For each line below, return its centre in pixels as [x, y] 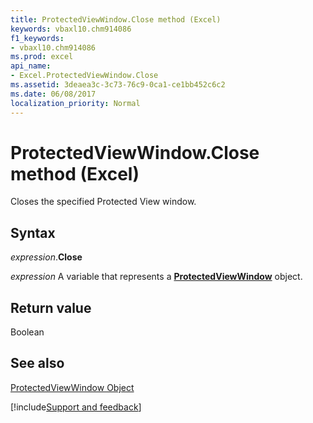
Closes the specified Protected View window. [103, 202]
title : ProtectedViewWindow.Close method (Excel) [116, 19]
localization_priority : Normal [75, 103]
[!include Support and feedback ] [76, 407]
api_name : [31, 66]
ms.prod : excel [42, 57]
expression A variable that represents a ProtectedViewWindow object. [156, 277]
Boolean [27, 332]
